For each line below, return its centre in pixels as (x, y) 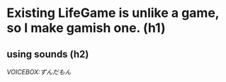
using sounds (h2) (48, 54)
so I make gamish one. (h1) (86, 28)
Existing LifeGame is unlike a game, (113, 13)
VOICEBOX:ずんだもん (39, 72)
